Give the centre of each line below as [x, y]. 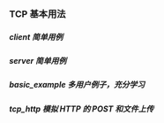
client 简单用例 [36, 36]
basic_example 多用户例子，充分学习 [77, 85]
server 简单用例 [38, 60]
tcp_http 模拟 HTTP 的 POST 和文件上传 [82, 109]
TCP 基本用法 [37, 13]
